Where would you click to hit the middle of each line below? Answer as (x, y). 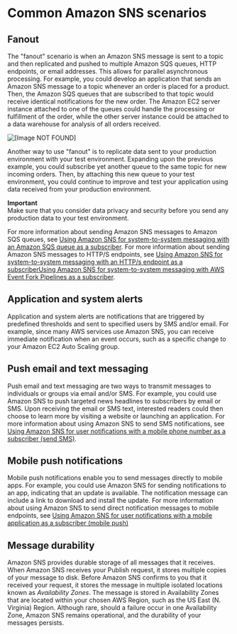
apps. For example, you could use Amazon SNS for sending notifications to (117, 485)
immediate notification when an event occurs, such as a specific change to (117, 339)
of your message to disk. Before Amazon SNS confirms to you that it (107, 578)
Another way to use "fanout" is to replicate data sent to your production (112, 151)
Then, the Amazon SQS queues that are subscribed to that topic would (111, 94)
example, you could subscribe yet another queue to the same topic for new (117, 167)
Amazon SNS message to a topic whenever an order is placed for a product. (118, 86)
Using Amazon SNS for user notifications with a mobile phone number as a (116, 431)
